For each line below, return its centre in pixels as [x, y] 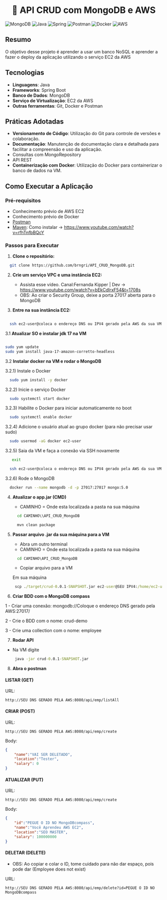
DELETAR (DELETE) [25, 853]
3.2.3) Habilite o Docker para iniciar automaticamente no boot [69, 408]
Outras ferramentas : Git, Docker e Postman [58, 106]
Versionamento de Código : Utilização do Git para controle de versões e [86, 134]
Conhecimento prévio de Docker [46, 217]
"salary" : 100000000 [35, 837]
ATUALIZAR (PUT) [24, 779]
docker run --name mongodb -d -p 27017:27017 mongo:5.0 [69, 487]
